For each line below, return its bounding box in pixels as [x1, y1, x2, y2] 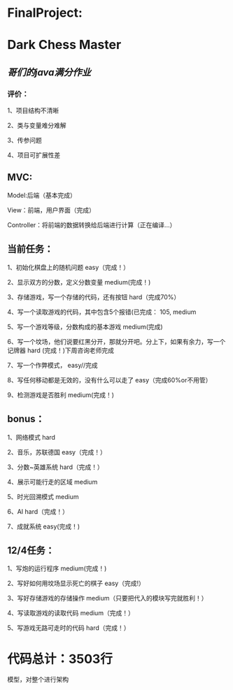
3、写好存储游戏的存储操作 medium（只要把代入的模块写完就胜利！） [7, 594, 208, 603]
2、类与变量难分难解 [7, 121, 66, 130]
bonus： [7, 413, 45, 425]
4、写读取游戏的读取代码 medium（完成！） [7, 609, 134, 617]
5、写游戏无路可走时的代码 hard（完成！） [7, 624, 130, 632]
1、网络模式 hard [7, 433, 56, 441]
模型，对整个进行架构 [7, 675, 69, 684]
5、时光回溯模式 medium [7, 492, 79, 501]
